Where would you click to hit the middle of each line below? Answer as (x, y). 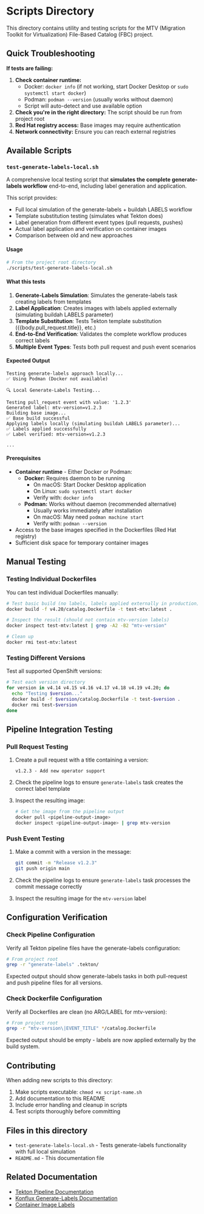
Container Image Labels (45, 1204)
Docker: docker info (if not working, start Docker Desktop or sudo (106, 86)
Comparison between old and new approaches (74, 236)
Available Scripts (39, 151)
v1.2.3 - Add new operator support (60, 771)
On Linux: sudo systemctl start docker (83, 491)
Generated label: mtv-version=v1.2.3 (54, 408)
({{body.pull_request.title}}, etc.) (56, 327)
